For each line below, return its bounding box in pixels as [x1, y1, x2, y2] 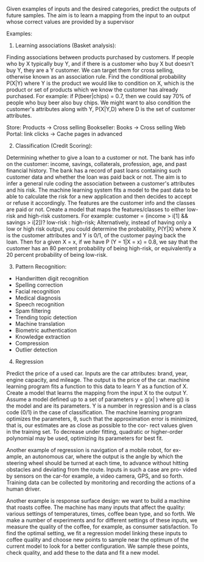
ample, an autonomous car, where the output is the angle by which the [6, 453, 183, 460]
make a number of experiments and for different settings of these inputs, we [6, 517, 198, 524]
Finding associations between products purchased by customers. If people [6, 54, 194, 60]
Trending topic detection [15, 314, 77, 321]
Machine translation [15, 320, 65, 327]
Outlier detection [15, 346, 58, 353]
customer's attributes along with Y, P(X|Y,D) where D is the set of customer [6, 106, 196, 112]
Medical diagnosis [15, 294, 62, 301]
